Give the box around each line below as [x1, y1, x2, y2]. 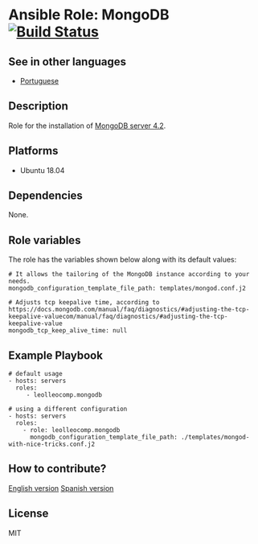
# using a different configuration [8, 405, 128, 414]
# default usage [8, 370, 63, 378]
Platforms [8, 144, 59, 158]
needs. [8, 278, 31, 286]
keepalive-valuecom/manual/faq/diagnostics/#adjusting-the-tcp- [8, 312, 228, 321]
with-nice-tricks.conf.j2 [8, 440, 95, 448]
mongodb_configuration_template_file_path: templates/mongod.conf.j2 [8, 284, 247, 293]
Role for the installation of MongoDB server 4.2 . [8, 121, 166, 130]
